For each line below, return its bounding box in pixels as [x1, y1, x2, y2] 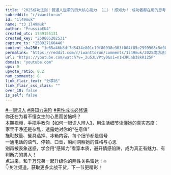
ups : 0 [5, 64, 19, 69]
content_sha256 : [5, 45, 40, 50]
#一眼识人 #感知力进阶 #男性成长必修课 [5, 107, 88, 113]
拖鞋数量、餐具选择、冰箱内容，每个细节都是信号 [5, 133, 108, 139]
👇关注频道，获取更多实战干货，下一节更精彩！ [5, 164, 103, 170]
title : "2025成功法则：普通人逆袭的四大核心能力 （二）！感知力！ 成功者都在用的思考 [5, 7, 166, 13]
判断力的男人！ [5, 152, 37, 158]
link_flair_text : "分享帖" [5, 78, 60, 83]
